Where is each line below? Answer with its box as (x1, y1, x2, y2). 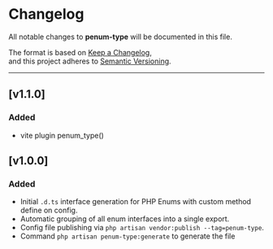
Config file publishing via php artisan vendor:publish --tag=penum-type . (19, 223, 264, 233)
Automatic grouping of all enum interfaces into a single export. (19, 214, 230, 224)
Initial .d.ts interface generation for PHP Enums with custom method (19, 197, 252, 207)
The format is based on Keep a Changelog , (8, 47, 152, 57)
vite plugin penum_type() (19, 130, 104, 140)
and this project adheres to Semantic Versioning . (8, 56, 172, 66)
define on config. (19, 205, 78, 216)
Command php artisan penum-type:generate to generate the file (19, 231, 236, 241)
